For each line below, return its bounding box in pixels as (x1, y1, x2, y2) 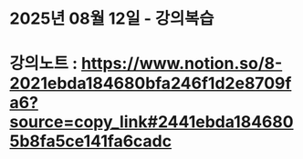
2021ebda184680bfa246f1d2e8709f (9, 74, 292, 94)
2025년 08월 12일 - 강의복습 (9, 8, 214, 29)
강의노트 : (9, 54, 78, 74)
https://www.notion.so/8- (80, 54, 283, 74)
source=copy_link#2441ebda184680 (9, 112, 294, 133)
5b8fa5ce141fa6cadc (9, 131, 172, 152)
